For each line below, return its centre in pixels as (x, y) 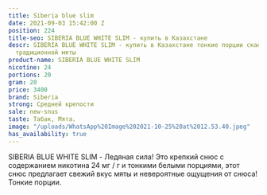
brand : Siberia (33, 97)
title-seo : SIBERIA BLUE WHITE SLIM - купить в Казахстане (108, 38)
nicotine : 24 (30, 68)
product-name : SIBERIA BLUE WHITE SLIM (74, 60)
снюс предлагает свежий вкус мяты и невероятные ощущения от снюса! (133, 174)
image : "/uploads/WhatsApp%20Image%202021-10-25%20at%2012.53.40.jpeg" (129, 127)
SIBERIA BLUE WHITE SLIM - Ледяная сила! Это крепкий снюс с (116, 157)
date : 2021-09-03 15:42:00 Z (56, 23)
